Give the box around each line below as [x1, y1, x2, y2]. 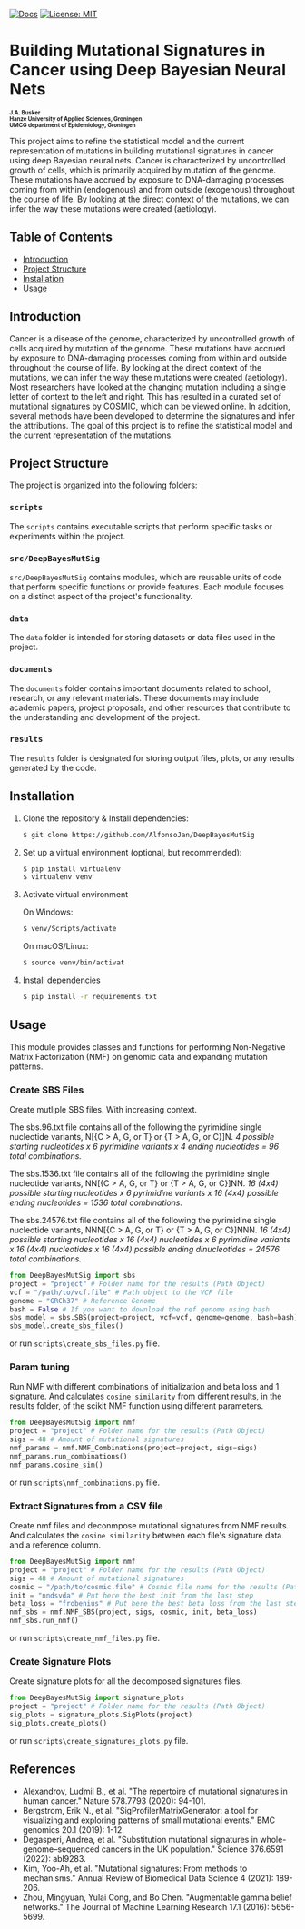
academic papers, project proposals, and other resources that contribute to [9, 702, 291, 713]
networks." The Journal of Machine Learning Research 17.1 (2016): [22, 1901, 270, 1912]
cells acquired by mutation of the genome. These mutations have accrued [9, 342, 286, 353]
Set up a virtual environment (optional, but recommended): [22, 846, 242, 857]
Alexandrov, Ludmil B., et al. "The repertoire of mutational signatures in [22, 1786, 288, 1796]
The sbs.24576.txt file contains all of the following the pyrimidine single [9, 1215, 277, 1226]
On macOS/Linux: [22, 941, 89, 952]
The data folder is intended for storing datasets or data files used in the [9, 632, 276, 643]
